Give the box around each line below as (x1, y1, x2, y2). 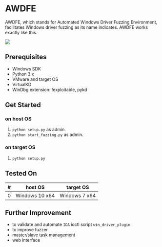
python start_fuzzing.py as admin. (12, 132, 83, 137)
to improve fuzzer (12, 227, 48, 233)
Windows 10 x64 (15, 192, 55, 199)
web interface (12, 237, 40, 243)
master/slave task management (12, 232, 76, 238)
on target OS (5, 144, 36, 151)
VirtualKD (12, 81, 32, 87)
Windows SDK (12, 66, 41, 71)
